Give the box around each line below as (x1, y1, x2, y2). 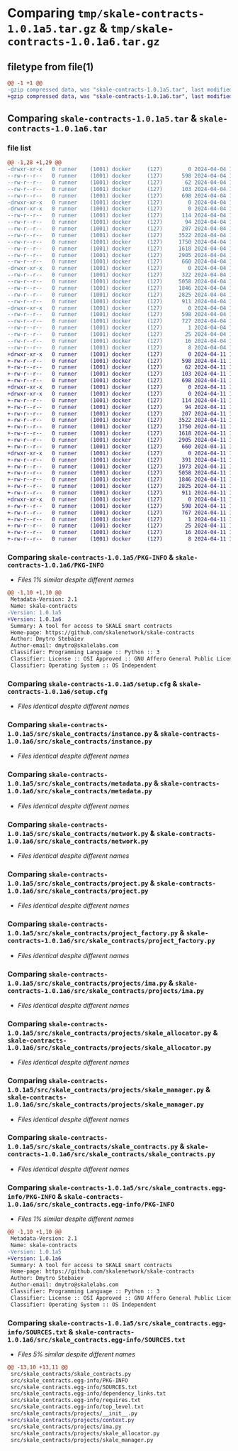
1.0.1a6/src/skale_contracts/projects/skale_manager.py (7, 1101, 204, 1109)
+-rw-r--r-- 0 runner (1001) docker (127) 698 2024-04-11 (7, 377, 227, 384)
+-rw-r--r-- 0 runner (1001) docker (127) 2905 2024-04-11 (7, 437, 227, 444)
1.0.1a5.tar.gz (7, 23, 97, 36)
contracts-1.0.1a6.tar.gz (7, 36, 160, 49)
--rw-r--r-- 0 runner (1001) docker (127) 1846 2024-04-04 (7, 284, 227, 292)
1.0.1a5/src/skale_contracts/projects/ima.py (7, 979, 168, 987)
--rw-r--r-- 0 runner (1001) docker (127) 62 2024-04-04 (7, 179, 227, 186)
